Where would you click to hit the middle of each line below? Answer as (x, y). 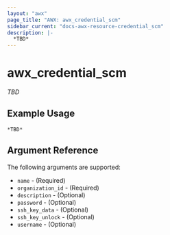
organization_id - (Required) (58, 188)
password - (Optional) (47, 202)
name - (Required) (41, 180)
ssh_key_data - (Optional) (53, 210)
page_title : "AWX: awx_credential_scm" (64, 20)
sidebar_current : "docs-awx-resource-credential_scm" (86, 26)
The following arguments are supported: (64, 167)
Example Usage (41, 114)
